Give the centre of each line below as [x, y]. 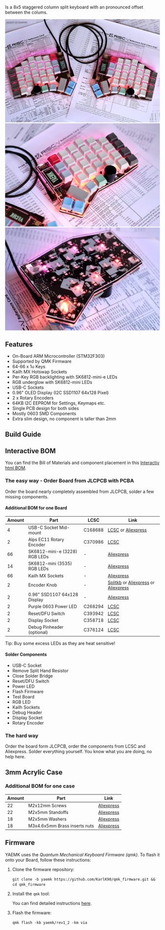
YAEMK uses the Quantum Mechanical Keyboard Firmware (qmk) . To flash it [82, 854]
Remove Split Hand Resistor [40, 670]
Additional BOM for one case [40, 786]
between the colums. [26, 12]
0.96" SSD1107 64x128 [53, 595]
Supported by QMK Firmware [42, 361]
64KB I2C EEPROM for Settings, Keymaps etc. [59, 403]
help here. [15, 757]
